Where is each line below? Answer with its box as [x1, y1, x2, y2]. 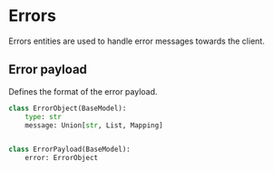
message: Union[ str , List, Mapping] [24, 120, 164, 130]
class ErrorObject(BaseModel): [8, 104, 127, 113]
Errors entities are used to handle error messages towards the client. [8, 35, 265, 46]
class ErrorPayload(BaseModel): [8, 145, 131, 155]
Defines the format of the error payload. [8, 85, 158, 96]
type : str [24, 112, 63, 121]
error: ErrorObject [24, 154, 99, 163]
